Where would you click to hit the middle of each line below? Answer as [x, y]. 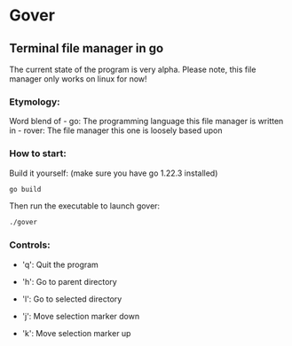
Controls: [30, 245]
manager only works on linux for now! [79, 79]
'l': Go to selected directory [72, 299]
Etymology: [35, 101]
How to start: [38, 153]
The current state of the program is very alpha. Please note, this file [133, 69]
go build [25, 189]
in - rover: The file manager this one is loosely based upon [116, 130]
